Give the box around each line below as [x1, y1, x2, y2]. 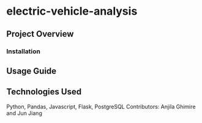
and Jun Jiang [6, 109, 43, 117]
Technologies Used [6, 87, 81, 97]
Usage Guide [6, 65, 57, 76]
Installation [6, 47, 41, 56]
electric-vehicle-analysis [6, 4, 138, 18]
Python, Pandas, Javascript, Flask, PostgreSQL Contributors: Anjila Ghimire [6, 103, 196, 110]
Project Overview [6, 29, 74, 39]
